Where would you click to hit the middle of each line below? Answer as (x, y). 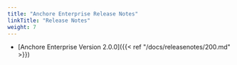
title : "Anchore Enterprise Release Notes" (73, 14)
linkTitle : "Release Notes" (49, 20)
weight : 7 (22, 27)
